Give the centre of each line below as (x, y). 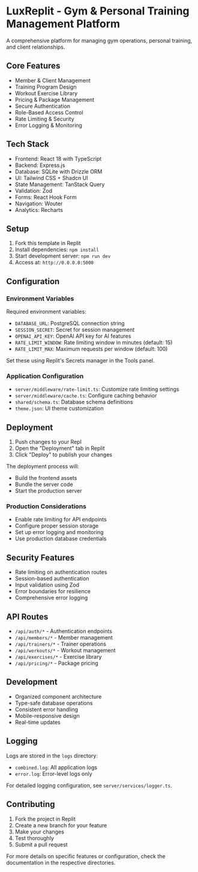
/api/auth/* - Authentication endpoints (64, 631)
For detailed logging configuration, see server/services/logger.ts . (89, 785)
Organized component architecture (58, 696)
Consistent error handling (46, 709)
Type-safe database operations (54, 703)
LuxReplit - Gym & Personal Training (98, 11)
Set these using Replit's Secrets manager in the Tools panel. (80, 361)
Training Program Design (46, 87)
